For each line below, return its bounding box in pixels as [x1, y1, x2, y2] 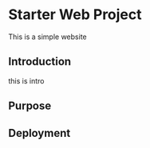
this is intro [8, 76, 45, 85]
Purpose [8, 99, 52, 113]
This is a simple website [8, 32, 87, 41]
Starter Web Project [8, 6, 142, 24]
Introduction [8, 55, 72, 68]
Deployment [8, 126, 71, 140]
